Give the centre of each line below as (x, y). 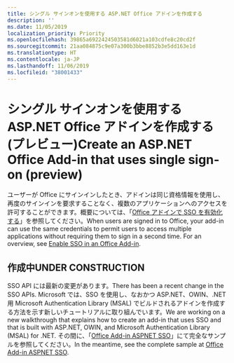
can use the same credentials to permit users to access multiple (99, 229)
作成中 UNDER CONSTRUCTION (76, 267)
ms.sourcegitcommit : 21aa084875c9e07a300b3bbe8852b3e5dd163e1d (102, 46)
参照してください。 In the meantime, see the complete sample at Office (122, 345)
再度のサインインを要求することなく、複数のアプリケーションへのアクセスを (117, 203)
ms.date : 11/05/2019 (37, 27)
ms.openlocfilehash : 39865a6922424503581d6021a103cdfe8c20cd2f (102, 40)
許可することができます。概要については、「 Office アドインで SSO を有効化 (115, 212)
